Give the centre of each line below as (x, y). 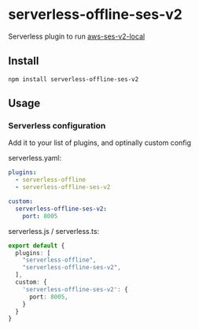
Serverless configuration (57, 126)
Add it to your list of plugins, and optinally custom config (99, 143)
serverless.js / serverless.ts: (54, 231)
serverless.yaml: (35, 158)
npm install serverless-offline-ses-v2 (74, 79)
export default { (37, 246)
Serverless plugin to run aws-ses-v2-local (77, 36)
